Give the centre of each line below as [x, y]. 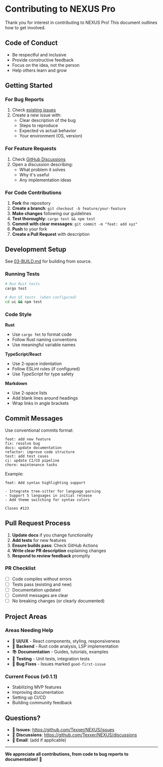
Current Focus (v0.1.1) [31, 676]
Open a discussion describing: [42, 164]
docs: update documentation [33, 448]
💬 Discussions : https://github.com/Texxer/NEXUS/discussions [74, 735]
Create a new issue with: [37, 115]
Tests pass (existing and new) [42, 584]
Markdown [16, 383]
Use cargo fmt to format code [42, 334]
